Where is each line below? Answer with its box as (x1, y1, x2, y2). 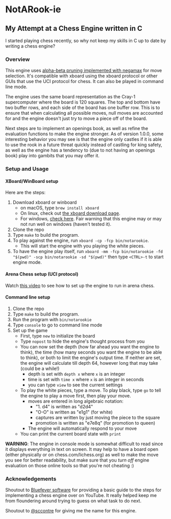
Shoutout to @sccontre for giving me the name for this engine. (5, 508, 137, 514)
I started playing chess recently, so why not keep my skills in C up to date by (5, 37, 166, 44)
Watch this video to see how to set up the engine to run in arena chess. (5, 282, 155, 288)
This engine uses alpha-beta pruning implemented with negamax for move (5, 68, 162, 74)
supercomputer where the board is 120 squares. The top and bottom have (5, 99, 161, 106)
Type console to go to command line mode (12, 322, 103, 328)
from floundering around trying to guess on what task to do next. (5, 498, 142, 504)
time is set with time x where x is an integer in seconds (28, 376, 144, 382)
